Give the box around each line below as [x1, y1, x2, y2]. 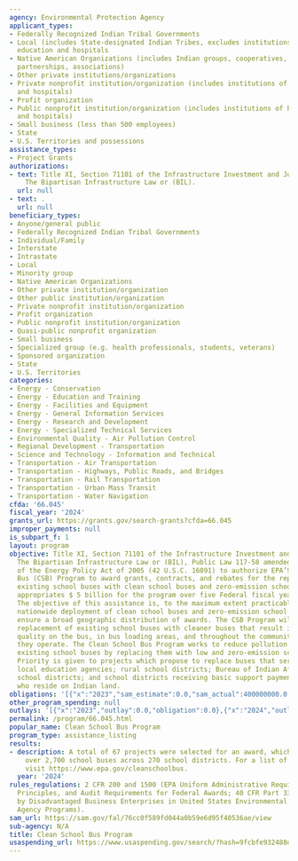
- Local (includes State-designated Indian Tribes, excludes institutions [9, 37, 292, 47]
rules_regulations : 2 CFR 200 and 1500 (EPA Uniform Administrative [9, 780, 268, 790]
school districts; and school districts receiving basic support [17, 673, 264, 682]
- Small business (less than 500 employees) [9, 121, 176, 130]
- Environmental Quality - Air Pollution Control [9, 434, 197, 443]
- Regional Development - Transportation [9, 442, 165, 451]
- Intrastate [9, 252, 58, 262]
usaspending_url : [9, 838, 74, 848]
